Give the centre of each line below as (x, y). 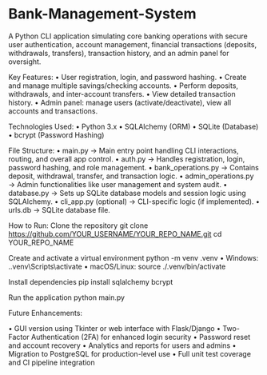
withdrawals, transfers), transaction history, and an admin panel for (119, 53)
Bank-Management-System (102, 14)
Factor (19, 337)
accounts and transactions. (53, 111)
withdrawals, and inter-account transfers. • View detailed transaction (122, 94)
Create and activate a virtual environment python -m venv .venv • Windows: (133, 257)
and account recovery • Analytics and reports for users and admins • (122, 345)
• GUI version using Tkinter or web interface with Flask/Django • (115, 328)
